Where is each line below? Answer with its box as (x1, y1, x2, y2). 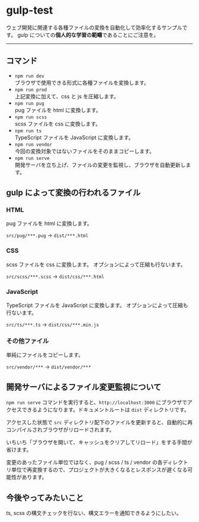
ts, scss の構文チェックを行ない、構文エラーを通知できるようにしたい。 (6, 509, 182, 516)
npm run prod (14, 87, 47, 92)
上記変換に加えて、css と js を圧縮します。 (14, 92, 120, 100)
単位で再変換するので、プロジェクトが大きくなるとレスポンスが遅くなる (11, 466, 188, 473)
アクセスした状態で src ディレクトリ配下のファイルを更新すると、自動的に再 (6, 419, 193, 426)
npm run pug (14, 100, 44, 107)
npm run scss (14, 114, 47, 120)
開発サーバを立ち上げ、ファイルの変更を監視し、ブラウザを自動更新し (14, 161, 186, 168)
